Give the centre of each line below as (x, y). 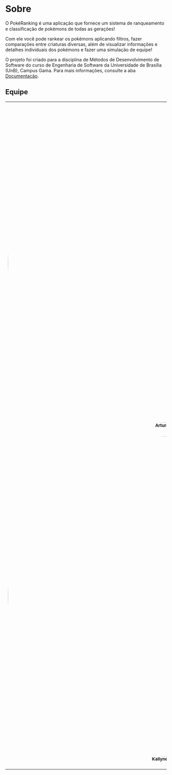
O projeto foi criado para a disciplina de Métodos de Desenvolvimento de (82, 59)
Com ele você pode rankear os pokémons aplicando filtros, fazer (74, 38)
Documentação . (22, 76)
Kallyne (160, 759)
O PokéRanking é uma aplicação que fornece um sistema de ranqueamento (85, 23)
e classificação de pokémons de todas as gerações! (60, 29)
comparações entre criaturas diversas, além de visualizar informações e (81, 44)
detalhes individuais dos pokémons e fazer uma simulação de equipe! (79, 50)
